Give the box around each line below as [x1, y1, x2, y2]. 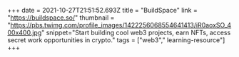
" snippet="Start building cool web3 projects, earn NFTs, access [41, 28, 231, 37]
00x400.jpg [7, 28, 42, 37]
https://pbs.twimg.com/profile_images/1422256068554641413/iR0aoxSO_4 [10, 21, 232, 29]
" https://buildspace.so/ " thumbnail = [7, 13, 115, 22]
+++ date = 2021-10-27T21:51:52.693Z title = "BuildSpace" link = [7, 6, 198, 14]
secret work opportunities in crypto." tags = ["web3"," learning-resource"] [7, 36, 225, 44]
